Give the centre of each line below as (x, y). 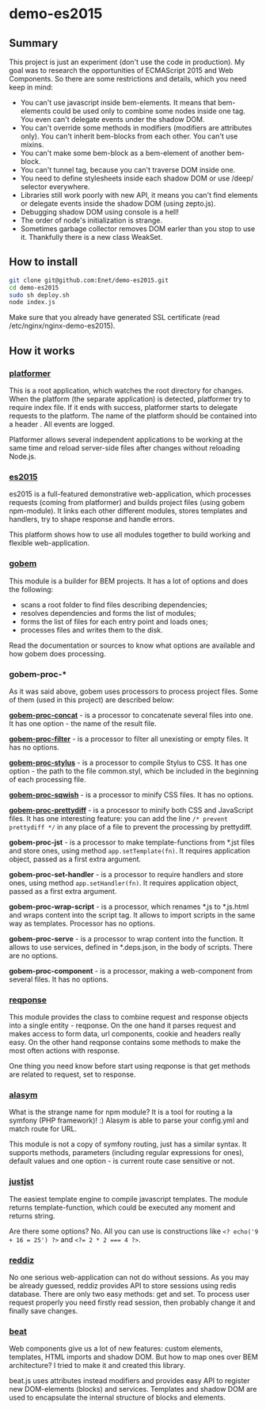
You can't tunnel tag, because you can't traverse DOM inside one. (128, 170)
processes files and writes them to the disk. (91, 629)
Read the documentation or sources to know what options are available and (132, 645)
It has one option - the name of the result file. (83, 723)
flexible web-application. (49, 543)
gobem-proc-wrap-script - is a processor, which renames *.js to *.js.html (129, 906)
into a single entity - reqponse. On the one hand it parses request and (123, 1025)
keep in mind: (31, 87)
